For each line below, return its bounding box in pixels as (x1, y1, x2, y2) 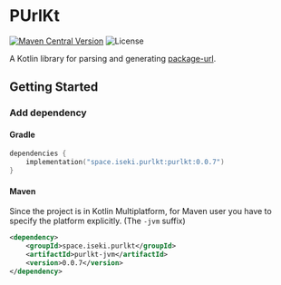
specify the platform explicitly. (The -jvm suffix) (9, 215, 186, 227)
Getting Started (9, 79, 99, 95)
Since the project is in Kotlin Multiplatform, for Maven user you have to (9, 206, 272, 217)
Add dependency (9, 106, 88, 119)
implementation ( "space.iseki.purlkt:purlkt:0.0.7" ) (25, 158, 225, 167)
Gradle (9, 129, 36, 140)
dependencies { (9, 149, 67, 159)
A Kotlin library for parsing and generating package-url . (9, 53, 217, 64)
